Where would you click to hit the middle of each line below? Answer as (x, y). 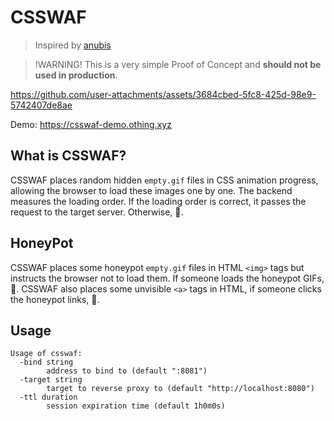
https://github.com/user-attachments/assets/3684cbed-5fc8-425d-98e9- (163, 94)
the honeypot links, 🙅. (55, 299)
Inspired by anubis (73, 45)
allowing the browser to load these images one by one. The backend (151, 190)
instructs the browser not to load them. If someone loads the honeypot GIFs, (167, 278)
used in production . (76, 75)
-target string (51, 380)
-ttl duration (48, 397)
